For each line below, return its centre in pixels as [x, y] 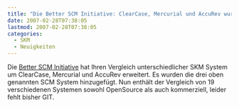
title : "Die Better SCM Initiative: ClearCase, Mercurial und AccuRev [114, 14]
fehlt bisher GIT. [31, 97]
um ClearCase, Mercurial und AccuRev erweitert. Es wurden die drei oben [116, 74]
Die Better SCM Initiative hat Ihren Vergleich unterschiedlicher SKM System [117, 67]
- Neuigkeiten [34, 47]
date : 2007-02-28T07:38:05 [47, 21]
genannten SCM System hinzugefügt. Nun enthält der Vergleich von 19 [111, 82]
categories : [25, 34]
